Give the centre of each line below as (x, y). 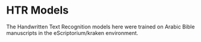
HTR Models (38, 10)
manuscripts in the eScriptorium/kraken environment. (72, 33)
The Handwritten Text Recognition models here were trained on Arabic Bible (100, 27)
